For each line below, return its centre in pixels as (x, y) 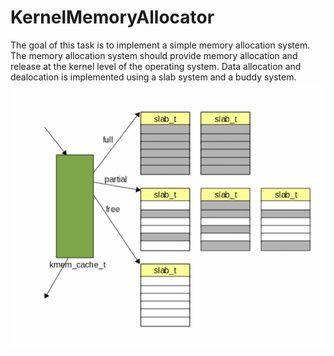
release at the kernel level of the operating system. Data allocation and (156, 66)
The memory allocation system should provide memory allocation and (154, 55)
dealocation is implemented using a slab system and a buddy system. (153, 77)
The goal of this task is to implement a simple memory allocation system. (160, 45)
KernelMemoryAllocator (112, 17)
